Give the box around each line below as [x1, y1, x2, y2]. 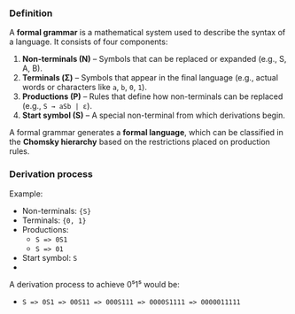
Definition [9, 7, 53, 19]
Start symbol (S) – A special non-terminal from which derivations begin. [21, 110, 286, 121]
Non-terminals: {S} [21, 205, 91, 216]
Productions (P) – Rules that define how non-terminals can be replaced [21, 91, 283, 102]
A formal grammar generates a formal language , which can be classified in [9, 127, 283, 138]
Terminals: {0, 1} [21, 215, 87, 226]
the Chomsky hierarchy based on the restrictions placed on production [9, 136, 270, 148]
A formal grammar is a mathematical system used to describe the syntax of [9, 27, 286, 38]
